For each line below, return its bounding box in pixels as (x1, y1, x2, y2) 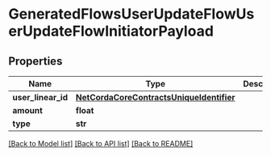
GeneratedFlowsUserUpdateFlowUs (8, 5, 255, 23)
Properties (8, 54, 63, 68)
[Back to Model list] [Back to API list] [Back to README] (8, 139, 194, 148)
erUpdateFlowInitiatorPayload (8, 22, 214, 40)
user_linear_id (12, 92, 69, 103)
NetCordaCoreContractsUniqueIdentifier (75, 92, 236, 103)
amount (12, 105, 43, 116)
